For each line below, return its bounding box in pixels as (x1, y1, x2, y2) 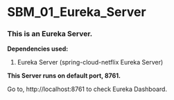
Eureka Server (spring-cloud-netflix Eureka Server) (17, 58, 164, 67)
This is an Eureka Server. (7, 29, 93, 39)
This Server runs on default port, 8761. (7, 72, 121, 80)
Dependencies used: (7, 44, 69, 53)
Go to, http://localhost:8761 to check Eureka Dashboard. (7, 85, 168, 94)
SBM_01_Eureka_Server (7, 4, 147, 20)
